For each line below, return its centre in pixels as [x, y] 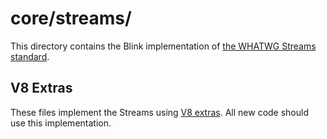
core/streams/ [71, 18]
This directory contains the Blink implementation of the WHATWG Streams [163, 46]
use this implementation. [61, 123]
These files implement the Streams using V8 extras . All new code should [159, 112]
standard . [30, 56]
